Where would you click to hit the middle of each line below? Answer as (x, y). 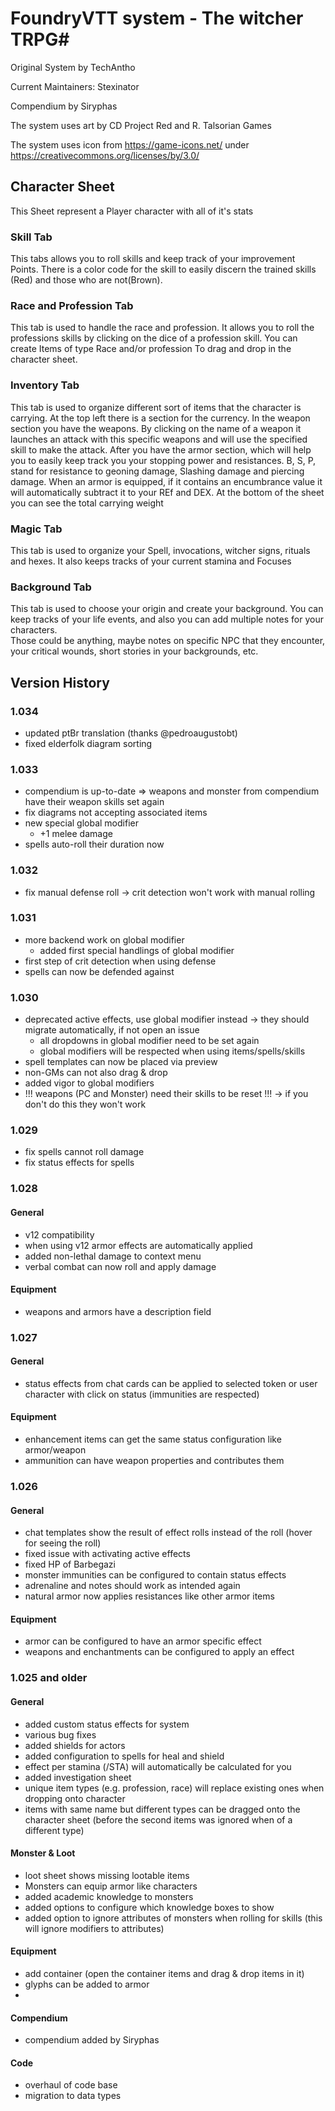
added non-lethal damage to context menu (113, 1256)
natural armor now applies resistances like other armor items (149, 1596)
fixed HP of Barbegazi (70, 1564)
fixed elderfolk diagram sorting (88, 743)
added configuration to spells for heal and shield (124, 1756)
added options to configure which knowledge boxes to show (149, 1907)
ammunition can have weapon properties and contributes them (154, 1461)
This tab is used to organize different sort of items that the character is (156, 407)
